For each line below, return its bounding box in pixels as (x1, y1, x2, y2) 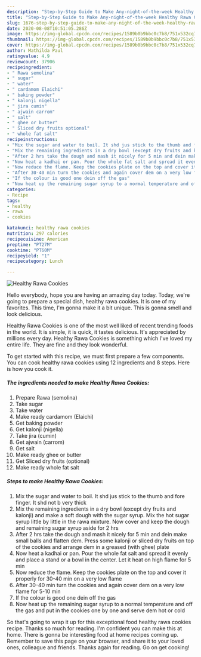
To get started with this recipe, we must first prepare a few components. (7, 353, 184, 360)
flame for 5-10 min (15, 588, 61, 595)
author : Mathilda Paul (7, 48, 63, 54)
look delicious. (7, 311, 42, 318)
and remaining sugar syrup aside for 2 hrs (15, 524, 119, 532)
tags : (7, 198, 20, 204)
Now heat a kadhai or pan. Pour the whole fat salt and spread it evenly (15, 550, 188, 557)
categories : (7, 186, 36, 192)
